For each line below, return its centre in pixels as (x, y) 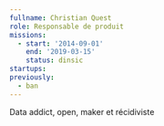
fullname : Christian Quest (61, 18)
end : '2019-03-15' (61, 52)
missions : (28, 35)
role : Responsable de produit (67, 26)
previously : (32, 78)
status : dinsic (55, 60)
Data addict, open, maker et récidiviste (82, 111)
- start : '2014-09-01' (61, 43)
